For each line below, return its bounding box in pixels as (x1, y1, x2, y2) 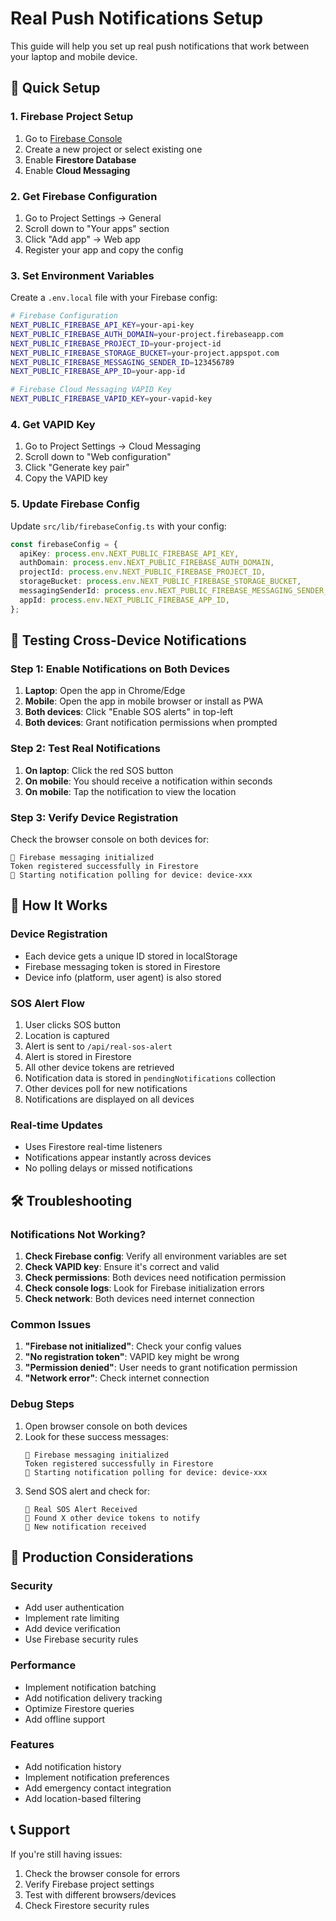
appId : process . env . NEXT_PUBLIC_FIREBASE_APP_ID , (19, 595, 230, 605)
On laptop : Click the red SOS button (24, 764, 174, 776)
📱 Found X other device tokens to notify (24, 1513, 200, 1523)
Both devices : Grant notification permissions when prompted (24, 717, 278, 729)
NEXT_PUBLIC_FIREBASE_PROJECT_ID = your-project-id (10, 338, 222, 349)
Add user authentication (24, 1602, 125, 1614)
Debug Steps (10, 1397, 75, 1411)
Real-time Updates (10, 1118, 103, 1132)
